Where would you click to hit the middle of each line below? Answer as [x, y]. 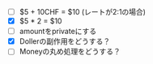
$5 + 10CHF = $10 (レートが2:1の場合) [83, 12]
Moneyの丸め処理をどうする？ [70, 52]
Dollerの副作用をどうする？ [65, 41]
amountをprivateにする [58, 32]
